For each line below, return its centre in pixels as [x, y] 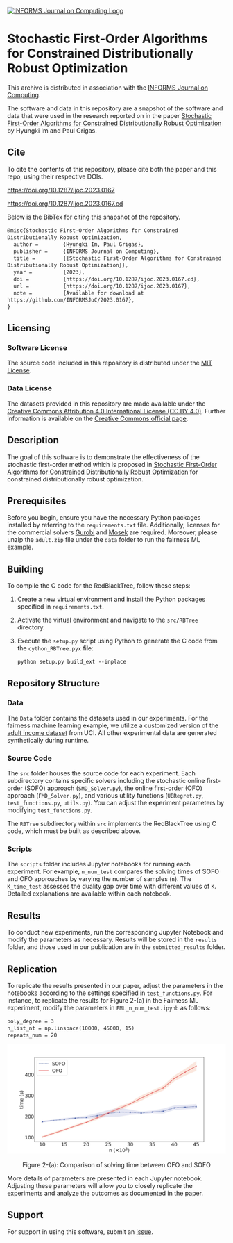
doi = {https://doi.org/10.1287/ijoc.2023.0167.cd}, [106, 279]
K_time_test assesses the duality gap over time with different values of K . [112, 887]
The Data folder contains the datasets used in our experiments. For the [108, 718]
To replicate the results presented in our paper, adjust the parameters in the [115, 986]
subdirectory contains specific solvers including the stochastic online [106, 781]
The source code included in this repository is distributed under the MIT [110, 363]
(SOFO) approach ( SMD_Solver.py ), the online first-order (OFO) [113, 788]
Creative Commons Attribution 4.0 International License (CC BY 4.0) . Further [116, 411]
